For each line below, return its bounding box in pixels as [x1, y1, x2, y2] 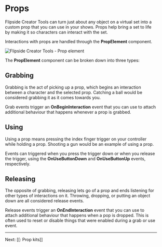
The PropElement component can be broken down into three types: [5, 57, 140, 63]
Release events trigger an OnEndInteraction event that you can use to [5, 207, 145, 213]
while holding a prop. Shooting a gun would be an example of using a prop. [5, 141, 154, 147]
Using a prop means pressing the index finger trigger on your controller [5, 136, 147, 142]
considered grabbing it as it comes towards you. [5, 94, 101, 100]
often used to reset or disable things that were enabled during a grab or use [5, 217, 156, 223]
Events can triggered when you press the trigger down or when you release [5, 151, 155, 156]
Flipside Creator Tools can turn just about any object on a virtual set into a [5, 19, 152, 25]
